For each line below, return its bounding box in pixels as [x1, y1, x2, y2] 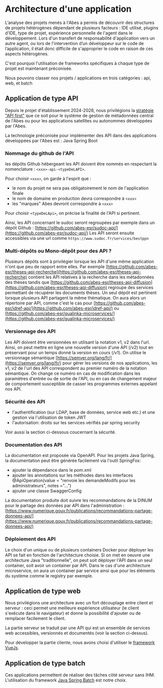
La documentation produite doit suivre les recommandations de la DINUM [5, 498, 152, 504]
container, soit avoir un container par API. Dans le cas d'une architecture [5, 562, 151, 568]
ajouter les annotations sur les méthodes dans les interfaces [12, 472, 133, 478]
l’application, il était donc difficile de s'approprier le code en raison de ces [5, 46, 153, 51]
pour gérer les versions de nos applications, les [62, 360, 158, 366]
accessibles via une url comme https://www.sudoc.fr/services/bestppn [5, 235, 149, 241]
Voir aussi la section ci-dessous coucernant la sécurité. [5, 429, 116, 435]
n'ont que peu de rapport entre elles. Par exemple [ [5, 264, 108, 270]
